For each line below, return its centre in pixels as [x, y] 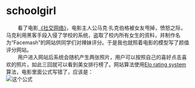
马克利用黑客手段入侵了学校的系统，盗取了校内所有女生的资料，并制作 [91, 35]
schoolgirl [31, 11]
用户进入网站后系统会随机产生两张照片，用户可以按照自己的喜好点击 [100, 57]
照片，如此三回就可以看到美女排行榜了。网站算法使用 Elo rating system [101, 64]
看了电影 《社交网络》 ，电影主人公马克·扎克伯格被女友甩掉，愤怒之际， [102, 28]
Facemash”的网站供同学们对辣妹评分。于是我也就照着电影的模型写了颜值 [101, 42]
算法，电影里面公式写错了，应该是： [50, 72]
